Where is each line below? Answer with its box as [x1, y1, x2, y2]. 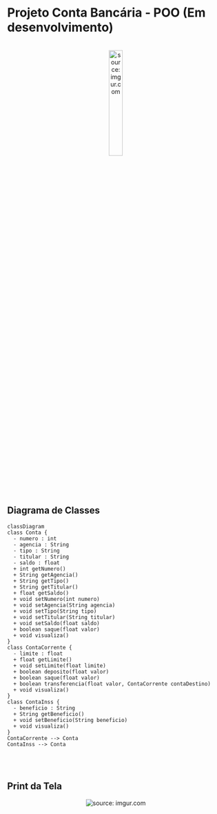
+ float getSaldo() [13, 589, 70, 596]
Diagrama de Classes [7, 505, 101, 517]
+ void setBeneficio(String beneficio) [13, 716, 128, 723]
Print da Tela [7, 780, 62, 793]
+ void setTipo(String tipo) [13, 607, 97, 615]
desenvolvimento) [7, 19, 114, 35]
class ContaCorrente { [7, 644, 72, 651]
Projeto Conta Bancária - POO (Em [7, 5, 206, 21]
